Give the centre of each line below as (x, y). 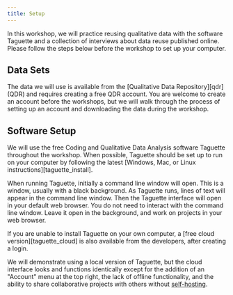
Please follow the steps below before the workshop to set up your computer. (116, 48)
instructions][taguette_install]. (50, 170)
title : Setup (26, 14)
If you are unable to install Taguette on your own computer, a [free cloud (111, 234)
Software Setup (42, 130)
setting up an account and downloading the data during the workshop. (108, 109)
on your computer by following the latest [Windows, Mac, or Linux (102, 162)
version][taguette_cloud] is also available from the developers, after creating (116, 241)
